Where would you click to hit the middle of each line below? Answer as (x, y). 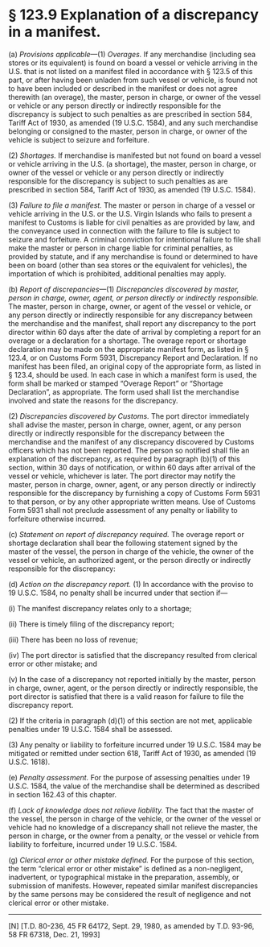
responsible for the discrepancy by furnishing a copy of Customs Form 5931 (134, 493)
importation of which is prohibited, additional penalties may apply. (117, 273)
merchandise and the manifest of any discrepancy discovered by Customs (131, 441)
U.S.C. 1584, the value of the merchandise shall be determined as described (134, 786)
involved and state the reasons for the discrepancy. (93, 400)
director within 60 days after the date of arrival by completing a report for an (135, 332)
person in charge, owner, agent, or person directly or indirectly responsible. (133, 298)
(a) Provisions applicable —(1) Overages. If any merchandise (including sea (132, 54)
